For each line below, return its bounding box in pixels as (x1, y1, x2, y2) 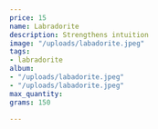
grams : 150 (9, 97, 51, 107)
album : (9, 64, 35, 74)
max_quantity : (9, 89, 64, 98)
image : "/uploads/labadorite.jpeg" (9, 38, 145, 48)
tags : (9, 47, 30, 56)
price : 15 (9, 13, 47, 23)
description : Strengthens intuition (9, 30, 149, 39)
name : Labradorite (9, 22, 79, 31)
